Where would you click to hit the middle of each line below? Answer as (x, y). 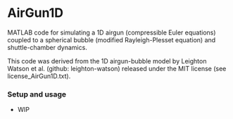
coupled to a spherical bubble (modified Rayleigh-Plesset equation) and (112, 39)
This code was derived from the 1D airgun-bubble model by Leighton (107, 61)
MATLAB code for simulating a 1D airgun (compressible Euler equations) (112, 32)
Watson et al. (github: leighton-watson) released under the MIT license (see (117, 68)
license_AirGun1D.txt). (39, 76)
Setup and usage (37, 94)
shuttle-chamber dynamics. (48, 47)
